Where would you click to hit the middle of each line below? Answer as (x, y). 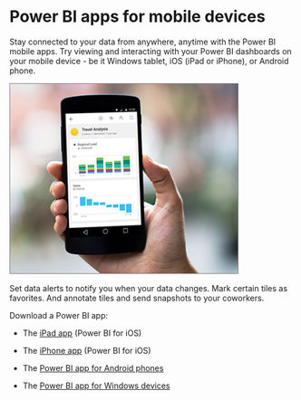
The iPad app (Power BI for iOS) (82, 333)
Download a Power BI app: (59, 315)
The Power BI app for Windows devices (96, 386)
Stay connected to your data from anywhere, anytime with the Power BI (143, 42)
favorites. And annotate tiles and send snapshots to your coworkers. (137, 298)
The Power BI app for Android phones (93, 367)
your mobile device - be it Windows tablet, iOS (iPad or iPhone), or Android (149, 61)
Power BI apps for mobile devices (137, 17)
